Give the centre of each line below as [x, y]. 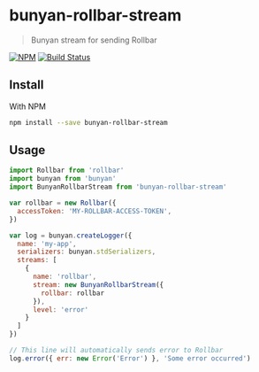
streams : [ [37, 260]
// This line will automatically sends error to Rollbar [116, 351]
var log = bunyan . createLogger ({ [71, 236]
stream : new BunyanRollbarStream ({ [98, 284]
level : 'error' [61, 310]
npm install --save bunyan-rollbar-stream [88, 122]
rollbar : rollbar [72, 293]
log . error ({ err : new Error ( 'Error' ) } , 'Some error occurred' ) [130, 358]
